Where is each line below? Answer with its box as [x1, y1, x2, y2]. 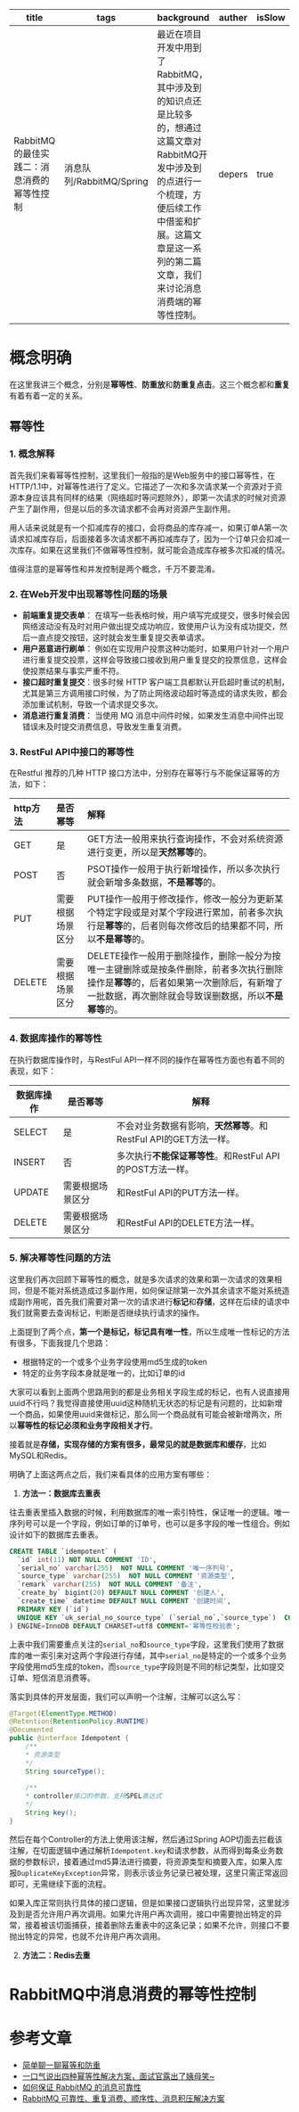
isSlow [256, 12, 286, 23]
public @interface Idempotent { [9, 1734, 129, 1743]
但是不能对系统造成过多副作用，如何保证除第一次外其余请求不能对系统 [24, 1285, 282, 1295]
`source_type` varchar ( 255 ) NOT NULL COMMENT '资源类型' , [17, 1572, 236, 1581]
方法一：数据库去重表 [21, 1488, 101, 1499]
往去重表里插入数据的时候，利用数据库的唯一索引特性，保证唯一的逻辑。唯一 [9, 1507, 290, 1517]
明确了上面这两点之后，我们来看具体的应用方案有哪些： [9, 1468, 212, 1479]
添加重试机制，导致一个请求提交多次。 [21, 699, 163, 710]
